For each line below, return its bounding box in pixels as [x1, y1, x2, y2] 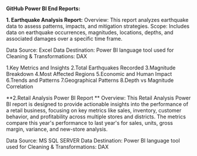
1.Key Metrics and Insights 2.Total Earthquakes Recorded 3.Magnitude [6, 64, 176, 71]
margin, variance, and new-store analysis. [6, 126, 108, 132]
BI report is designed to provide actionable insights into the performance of [6, 101, 189, 108]
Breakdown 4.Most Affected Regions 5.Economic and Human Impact [6, 71, 172, 77]
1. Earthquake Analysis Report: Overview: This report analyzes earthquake [6, 16, 189, 23]
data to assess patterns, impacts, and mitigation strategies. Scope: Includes [6, 23, 190, 29]
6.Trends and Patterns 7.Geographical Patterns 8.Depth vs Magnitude [6, 77, 174, 84]
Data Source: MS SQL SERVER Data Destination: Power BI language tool [6, 137, 181, 144]
